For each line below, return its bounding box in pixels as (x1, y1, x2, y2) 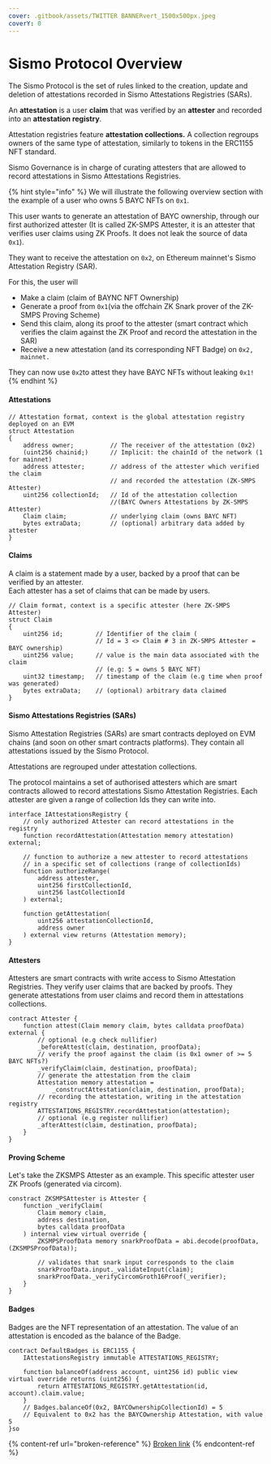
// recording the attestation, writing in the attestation (37, 1093, 242, 1101)
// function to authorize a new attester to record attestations (23, 853, 249, 861)
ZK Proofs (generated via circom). (8, 1179, 122, 1189)
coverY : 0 (8, 19, 42, 28)
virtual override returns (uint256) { (8, 1375, 140, 1383)
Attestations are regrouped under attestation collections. (8, 762, 197, 771)
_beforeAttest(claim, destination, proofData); (37, 1043, 201, 1051)
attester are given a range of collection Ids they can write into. (8, 795, 217, 805)
